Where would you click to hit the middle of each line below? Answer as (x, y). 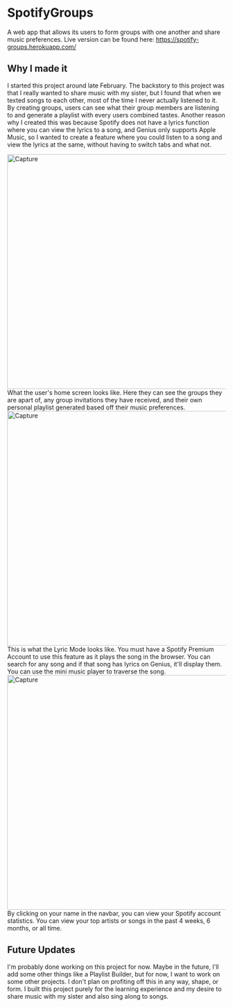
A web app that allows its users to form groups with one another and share (114, 32)
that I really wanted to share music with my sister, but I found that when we (114, 92)
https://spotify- (177, 39)
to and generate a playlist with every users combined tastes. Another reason (116, 115)
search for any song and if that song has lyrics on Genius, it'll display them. (114, 664)
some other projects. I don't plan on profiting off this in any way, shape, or (113, 981)
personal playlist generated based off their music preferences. (96, 407)
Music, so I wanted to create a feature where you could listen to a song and (115, 137)
